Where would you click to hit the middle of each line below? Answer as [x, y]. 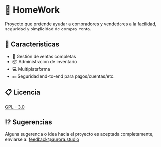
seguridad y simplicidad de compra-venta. [48, 29]
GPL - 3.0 [15, 107]
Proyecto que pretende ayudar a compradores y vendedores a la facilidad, [81, 24]
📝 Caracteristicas [32, 44]
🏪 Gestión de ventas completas [44, 56]
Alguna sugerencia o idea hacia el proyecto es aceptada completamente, [80, 134]
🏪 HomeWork [33, 10]
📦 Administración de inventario [44, 61]
